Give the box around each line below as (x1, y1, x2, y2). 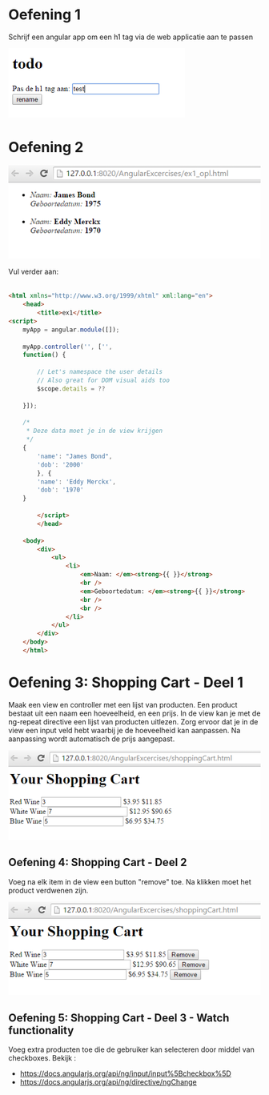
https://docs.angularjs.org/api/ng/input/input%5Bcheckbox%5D (19, 1069, 232, 1078)
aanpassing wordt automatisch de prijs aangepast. (8, 734, 175, 744)
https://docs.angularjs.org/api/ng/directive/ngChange (19, 1077, 198, 1087)
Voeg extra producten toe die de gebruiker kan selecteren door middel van (8, 1045, 255, 1054)
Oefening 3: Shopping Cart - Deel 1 (8, 674, 244, 692)
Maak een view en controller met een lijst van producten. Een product (8, 700, 238, 709)
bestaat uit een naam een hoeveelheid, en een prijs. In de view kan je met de (8, 708, 261, 718)
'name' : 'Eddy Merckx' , (37, 478, 116, 486)
